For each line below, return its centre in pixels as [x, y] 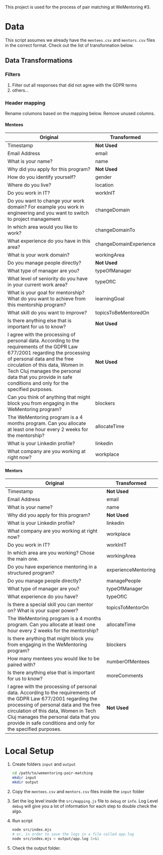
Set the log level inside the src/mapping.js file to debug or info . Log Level [85, 801]
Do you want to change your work [46, 201]
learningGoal [110, 299]
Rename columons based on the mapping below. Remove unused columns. [80, 113]
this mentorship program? [37, 305]
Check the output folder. [36, 848]
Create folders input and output [44, 764]
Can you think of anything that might [49, 397]
